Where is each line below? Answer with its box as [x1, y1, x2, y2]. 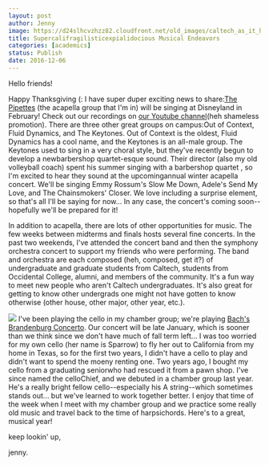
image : [8, 27, 30, 35]
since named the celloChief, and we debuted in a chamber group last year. [8, 373, 254, 383]
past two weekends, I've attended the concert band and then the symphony [8, 238, 259, 247]
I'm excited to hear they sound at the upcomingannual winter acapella [8, 170, 239, 181]
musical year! [8, 416, 53, 426]
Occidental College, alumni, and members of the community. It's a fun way [8, 271, 255, 281]
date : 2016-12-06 [8, 57, 66, 65]
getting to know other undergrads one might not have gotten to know [8, 288, 236, 298]
